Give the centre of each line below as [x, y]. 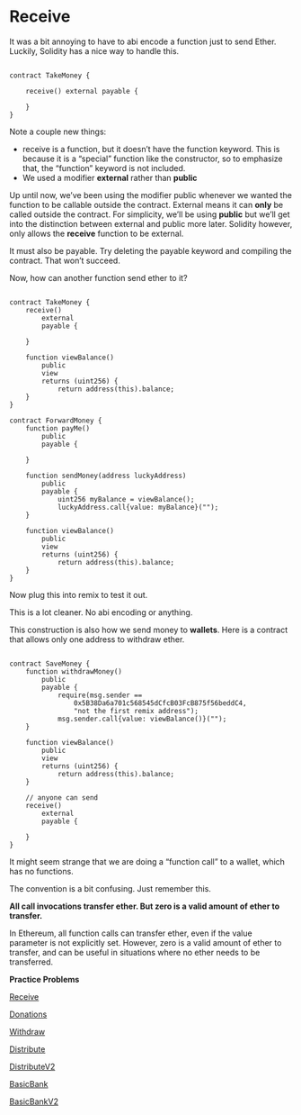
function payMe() [58, 428]
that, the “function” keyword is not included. [104, 168]
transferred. [31, 962]
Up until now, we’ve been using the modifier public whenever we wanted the [150, 195]
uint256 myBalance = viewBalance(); [126, 499]
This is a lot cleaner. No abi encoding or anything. [101, 612]
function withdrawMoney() [74, 671]
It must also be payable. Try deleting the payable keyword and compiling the [150, 250]
